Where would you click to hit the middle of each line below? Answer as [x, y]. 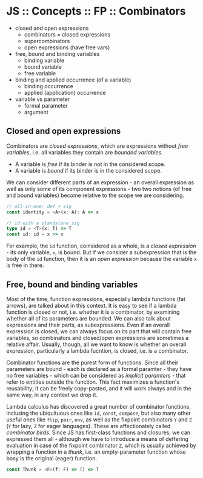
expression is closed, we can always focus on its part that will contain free [99, 331]
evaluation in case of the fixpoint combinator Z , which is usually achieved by [101, 445]
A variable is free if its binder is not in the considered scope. [90, 164]
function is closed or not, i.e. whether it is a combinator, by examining [93, 312]
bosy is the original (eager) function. [52, 458]
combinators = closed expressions [67, 34]
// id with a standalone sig [43, 223]
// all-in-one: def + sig [39, 206]
